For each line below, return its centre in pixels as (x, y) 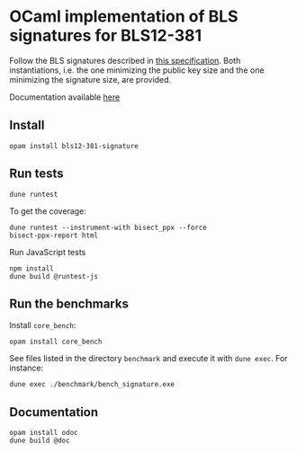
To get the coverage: (48, 211)
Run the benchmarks (69, 303)
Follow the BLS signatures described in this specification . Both (125, 60)
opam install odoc (44, 433)
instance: (27, 368)
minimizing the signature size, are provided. (90, 79)
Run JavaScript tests (48, 252)
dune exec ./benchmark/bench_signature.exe (92, 385)
